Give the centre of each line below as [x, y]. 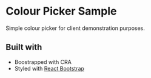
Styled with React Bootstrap [49, 68]
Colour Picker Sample [61, 11]
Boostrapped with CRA [43, 62]
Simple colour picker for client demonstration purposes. [75, 28]
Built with [24, 47]
